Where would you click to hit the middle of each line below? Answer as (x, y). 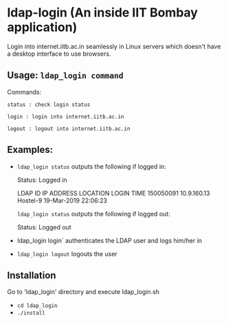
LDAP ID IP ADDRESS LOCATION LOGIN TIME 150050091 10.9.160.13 (114, 193)
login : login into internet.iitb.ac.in (66, 116)
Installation (32, 275)
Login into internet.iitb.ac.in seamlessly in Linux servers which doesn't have (114, 46)
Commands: (24, 92)
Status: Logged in (42, 180)
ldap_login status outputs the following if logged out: (93, 213)
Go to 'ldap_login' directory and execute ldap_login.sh (83, 292)
